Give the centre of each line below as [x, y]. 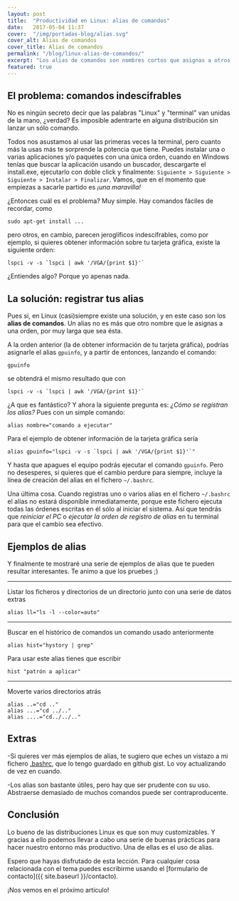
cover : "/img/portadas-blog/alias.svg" [68, 34]
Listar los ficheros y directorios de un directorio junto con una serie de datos [119, 592]
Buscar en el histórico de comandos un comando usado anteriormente [111, 632]
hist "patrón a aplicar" [44, 672]
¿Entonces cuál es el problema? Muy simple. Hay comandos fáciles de [110, 201]
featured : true [30, 67]
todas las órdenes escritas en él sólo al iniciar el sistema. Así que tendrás [115, 509]
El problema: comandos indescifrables [95, 96]
